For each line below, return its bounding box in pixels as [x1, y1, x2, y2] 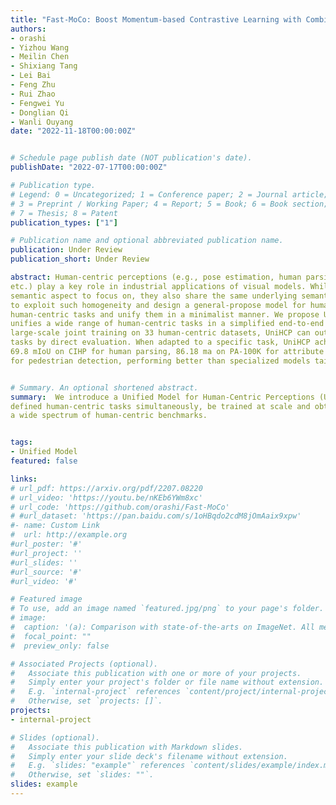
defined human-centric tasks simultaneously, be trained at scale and [10, 401, 311, 411]
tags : [10, 437, 33, 448]
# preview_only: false [10, 641, 110, 651]
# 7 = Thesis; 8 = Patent [10, 208, 118, 218]
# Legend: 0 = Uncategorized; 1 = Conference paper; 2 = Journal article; [10, 189, 329, 200]
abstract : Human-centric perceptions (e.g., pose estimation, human [10, 272, 302, 282]
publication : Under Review [10, 245, 123, 255]
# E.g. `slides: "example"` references [10, 761, 186, 771]
